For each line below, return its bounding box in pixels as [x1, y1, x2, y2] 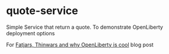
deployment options [6, 29, 55, 36]
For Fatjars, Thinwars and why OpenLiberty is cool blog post [6, 41, 154, 48]
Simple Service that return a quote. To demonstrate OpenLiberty [6, 23, 163, 31]
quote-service [6, 4, 78, 18]
